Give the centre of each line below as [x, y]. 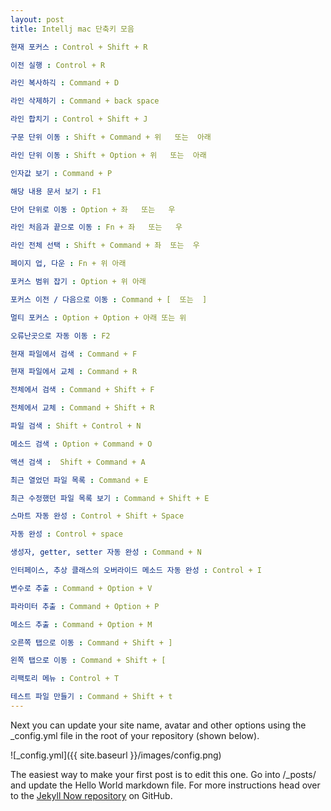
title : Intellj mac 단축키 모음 [72, 29]
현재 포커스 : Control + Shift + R [79, 47]
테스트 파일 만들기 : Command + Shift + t [91, 697]
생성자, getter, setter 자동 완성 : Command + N [106, 552]
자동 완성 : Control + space [66, 534]
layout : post [37, 19]
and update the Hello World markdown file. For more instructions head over [165, 785]
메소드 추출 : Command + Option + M [81, 624]
